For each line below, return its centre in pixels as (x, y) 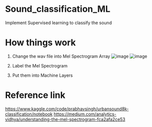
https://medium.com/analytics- (85, 114)
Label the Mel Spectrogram (40, 65)
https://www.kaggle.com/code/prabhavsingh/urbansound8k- (67, 109)
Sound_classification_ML (58, 9)
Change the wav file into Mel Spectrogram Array (61, 56)
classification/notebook (29, 114)
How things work (41, 43)
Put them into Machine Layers (42, 75)
